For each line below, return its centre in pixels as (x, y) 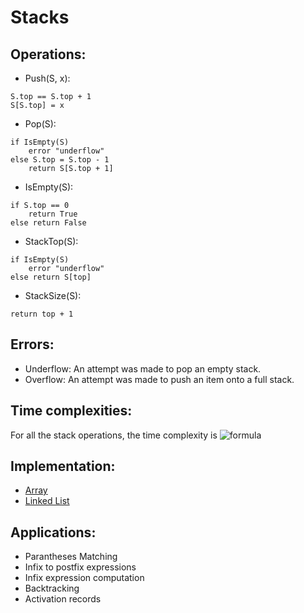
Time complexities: (71, 411)
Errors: (32, 344)
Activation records (63, 599)
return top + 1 (42, 314)
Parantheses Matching (71, 557)
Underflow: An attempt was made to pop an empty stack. (143, 368)
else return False (48, 223)
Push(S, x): (47, 78)
